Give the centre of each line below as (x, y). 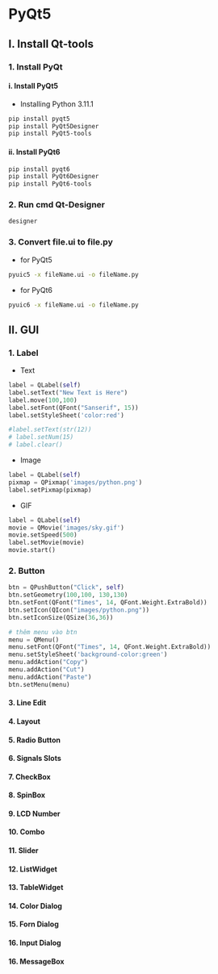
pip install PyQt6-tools (50, 184)
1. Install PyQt (36, 67)
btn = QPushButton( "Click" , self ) (67, 587)
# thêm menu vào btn (43, 632)
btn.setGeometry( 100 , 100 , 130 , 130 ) (68, 595)
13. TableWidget (36, 888)
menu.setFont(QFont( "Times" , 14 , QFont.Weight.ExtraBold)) (110, 647)
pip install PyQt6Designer (54, 177)
